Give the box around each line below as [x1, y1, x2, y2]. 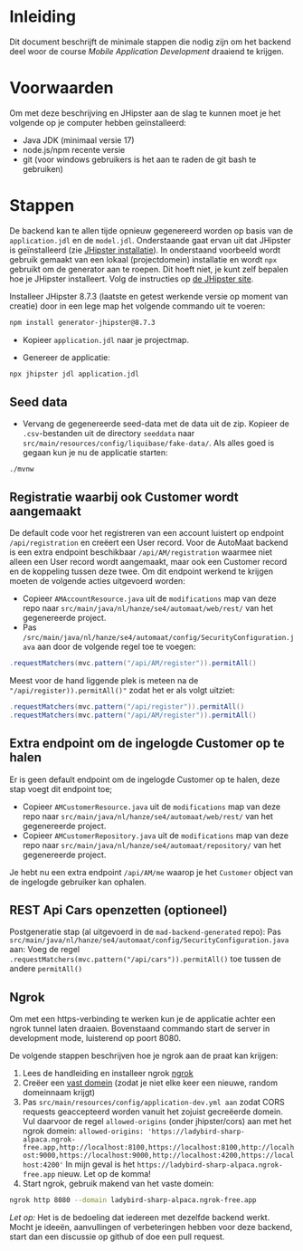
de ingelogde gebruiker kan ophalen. [9, 876, 147, 887]
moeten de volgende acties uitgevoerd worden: [9, 576, 185, 587]
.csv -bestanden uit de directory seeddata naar [22, 428, 195, 439]
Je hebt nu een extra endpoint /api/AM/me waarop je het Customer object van [9, 866, 294, 877]
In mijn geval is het [65, 1159, 136, 1170]
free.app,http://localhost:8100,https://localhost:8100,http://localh [22, 1143, 295, 1152]
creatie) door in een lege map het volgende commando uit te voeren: [9, 301, 266, 311]
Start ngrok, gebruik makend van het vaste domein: [22, 1179, 214, 1189]
